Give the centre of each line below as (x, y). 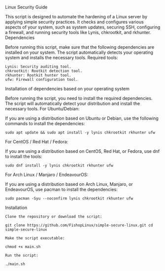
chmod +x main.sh (23, 247)
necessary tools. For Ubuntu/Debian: (42, 109)
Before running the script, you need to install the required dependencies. (79, 98)
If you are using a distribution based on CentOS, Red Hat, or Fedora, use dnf (82, 151)
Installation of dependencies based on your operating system (67, 89)
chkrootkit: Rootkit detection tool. (44, 71)
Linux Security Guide (26, 7)
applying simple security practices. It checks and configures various (74, 22)
